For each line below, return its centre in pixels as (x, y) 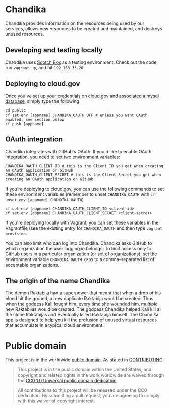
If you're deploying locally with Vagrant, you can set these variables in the (82, 223)
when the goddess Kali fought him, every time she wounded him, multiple (81, 304)
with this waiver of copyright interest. (56, 401)
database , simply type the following (42, 101)
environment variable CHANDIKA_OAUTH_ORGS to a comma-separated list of (80, 259)
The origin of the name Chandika (58, 281)
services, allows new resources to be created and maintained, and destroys (84, 28)
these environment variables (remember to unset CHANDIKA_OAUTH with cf (80, 194)
